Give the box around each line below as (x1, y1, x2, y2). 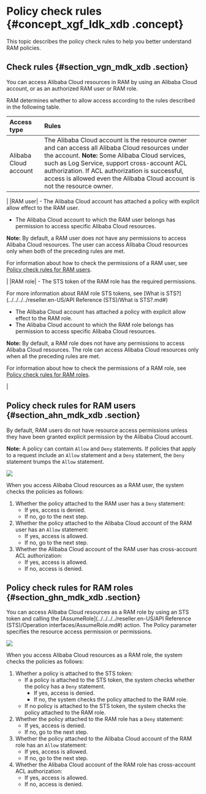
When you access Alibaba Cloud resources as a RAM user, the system (6, 481, 184, 488)
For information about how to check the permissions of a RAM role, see (6, 364, 186, 372)
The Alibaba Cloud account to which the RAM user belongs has (15, 216, 176, 223)
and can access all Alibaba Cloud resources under (44, 143, 189, 152)
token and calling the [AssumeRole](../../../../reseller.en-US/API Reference (6, 615, 191, 622)
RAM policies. (6, 44, 41, 52)
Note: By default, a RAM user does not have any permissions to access (6, 234, 186, 242)
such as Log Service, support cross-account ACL (44, 158, 188, 167)
